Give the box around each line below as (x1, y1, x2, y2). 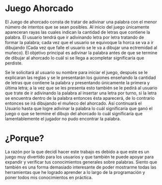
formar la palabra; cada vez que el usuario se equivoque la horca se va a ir (5, 39, 154, 45)
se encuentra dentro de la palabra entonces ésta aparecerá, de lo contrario (5, 95, 155, 101)
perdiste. (5, 60, 23, 66)
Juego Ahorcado (5, 3, 74, 14)
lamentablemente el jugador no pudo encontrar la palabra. (5, 116, 121, 122)
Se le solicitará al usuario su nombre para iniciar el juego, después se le (5, 69, 148, 75)
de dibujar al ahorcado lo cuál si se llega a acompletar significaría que (5, 55, 144, 61)
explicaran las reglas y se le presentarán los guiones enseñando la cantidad (5, 75, 156, 80)
